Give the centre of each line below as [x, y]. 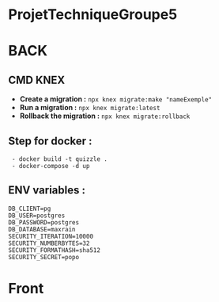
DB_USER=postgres [37, 216]
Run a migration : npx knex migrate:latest [90, 108]
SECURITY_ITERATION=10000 [51, 236]
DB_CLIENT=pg [30, 208]
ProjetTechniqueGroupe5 [93, 15]
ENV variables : [47, 191]
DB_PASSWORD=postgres [44, 222]
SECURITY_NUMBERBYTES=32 [49, 243]
